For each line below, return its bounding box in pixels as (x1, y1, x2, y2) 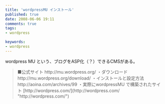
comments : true (5, 21, 37, 26)
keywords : (5, 39, 26, 45)
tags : (5, 26, 16, 31)
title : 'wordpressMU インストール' (5, 7, 75, 12)
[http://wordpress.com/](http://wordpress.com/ (23, 88, 120, 94)
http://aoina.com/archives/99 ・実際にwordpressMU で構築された (17, 81, 153, 87)
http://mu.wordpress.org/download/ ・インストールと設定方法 (17, 75, 144, 81)
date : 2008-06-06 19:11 (5, 16, 55, 21)
